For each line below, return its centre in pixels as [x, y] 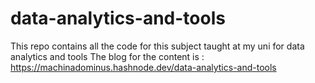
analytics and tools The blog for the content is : [107, 56]
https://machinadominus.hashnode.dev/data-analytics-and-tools [143, 67]
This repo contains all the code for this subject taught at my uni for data [157, 46]
